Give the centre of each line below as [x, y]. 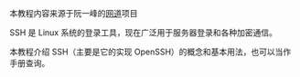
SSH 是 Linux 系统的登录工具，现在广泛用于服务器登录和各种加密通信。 [143, 33]
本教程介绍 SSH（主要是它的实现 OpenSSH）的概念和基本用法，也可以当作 [150, 52]
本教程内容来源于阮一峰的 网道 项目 [74, 13]
